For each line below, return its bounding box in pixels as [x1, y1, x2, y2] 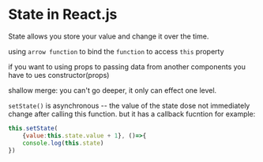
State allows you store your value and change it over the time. [8, 31, 209, 41]
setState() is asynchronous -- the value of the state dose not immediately [8, 101, 250, 110]
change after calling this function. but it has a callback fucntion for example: [8, 109, 256, 119]
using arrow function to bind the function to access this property [8, 46, 224, 56]
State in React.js [8, 6, 118, 24]
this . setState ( [8, 124, 58, 132]
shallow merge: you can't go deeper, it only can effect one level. [8, 85, 217, 95]
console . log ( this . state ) [22, 139, 104, 147]
